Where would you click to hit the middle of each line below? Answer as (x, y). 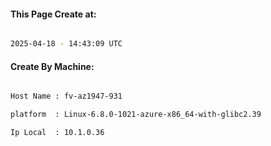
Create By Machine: (52, 66)
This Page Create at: (53, 14)
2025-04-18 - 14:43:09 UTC (66, 44)
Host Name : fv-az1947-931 (66, 96)
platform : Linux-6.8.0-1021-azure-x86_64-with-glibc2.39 (136, 115)
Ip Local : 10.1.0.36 (57, 133)
